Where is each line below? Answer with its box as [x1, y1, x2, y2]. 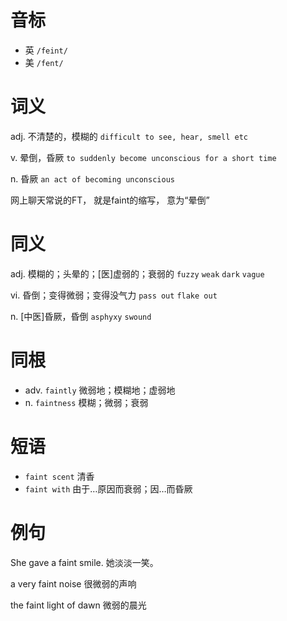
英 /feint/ [24, 44, 68, 56]
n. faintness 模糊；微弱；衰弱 [24, 396, 149, 408]
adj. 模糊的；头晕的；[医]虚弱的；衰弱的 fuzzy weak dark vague [10, 267, 265, 280]
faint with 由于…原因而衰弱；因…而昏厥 [24, 482, 193, 495]
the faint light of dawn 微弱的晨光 [10, 599, 147, 611]
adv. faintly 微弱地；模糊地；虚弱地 [24, 384, 176, 396]
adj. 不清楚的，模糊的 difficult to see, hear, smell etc [10, 130, 248, 142]
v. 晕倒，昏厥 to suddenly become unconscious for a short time [10, 151, 277, 163]
